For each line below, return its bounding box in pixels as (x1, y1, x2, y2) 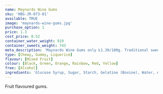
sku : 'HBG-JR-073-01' (5, 12, 49, 16)
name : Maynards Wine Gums (5, 7, 57, 12)
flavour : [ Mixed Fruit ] (5, 57, 53, 62)
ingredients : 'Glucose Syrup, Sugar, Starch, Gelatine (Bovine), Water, (5, 70, 155, 75)
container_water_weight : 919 (5, 39, 64, 44)
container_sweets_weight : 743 (5, 43, 66, 48)
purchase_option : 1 (5, 25, 45, 30)
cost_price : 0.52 (5, 34, 40, 39)
